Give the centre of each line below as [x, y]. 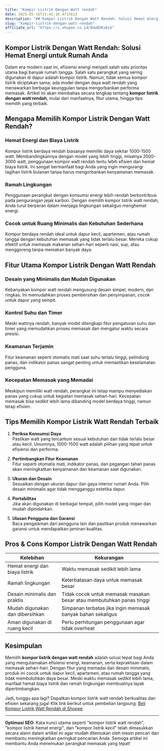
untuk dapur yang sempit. [31, 300]
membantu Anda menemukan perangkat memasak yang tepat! [68, 744]
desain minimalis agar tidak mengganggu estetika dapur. [69, 489]
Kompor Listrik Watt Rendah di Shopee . [44, 709]
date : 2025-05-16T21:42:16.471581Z [41, 14]
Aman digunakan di [30, 622]
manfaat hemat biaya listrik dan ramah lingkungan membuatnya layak [75, 683]
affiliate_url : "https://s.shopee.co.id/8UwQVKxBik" [60, 28]
